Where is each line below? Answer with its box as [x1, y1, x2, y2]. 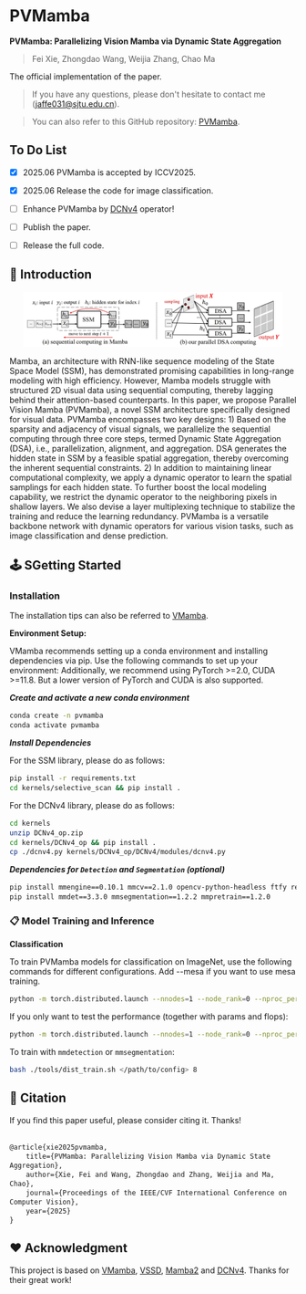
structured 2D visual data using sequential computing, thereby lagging [9, 384, 273, 395]
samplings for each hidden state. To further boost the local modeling [9, 481, 267, 493]
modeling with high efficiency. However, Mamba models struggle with [9, 375, 271, 386]
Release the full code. [22, 240, 105, 251]
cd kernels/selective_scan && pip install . [9, 783, 181, 792]
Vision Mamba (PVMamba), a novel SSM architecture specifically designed [9, 403, 291, 415]
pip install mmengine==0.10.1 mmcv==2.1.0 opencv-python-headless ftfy [9, 882, 287, 892]
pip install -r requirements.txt [9, 774, 137, 783]
